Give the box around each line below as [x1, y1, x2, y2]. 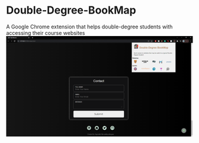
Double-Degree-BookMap [6, 4, 136, 17]
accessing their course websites [6, 29, 85, 36]
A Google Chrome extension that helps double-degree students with [6, 23, 173, 30]
